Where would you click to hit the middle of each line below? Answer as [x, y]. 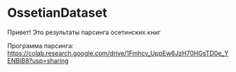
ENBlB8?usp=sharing [38, 60]
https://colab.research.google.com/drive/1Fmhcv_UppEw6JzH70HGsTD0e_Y [118, 53]
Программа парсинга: [40, 45]
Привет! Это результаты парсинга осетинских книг [84, 32]
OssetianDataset [57, 13]
